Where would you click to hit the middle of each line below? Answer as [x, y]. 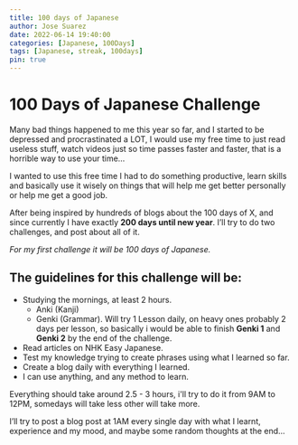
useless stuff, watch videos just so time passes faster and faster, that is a [145, 148]
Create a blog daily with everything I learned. [106, 366]
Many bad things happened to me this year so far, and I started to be [137, 129]
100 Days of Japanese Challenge [135, 104]
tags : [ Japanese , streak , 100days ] [76, 52]
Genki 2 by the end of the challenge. [104, 338]
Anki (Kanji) [57, 309]
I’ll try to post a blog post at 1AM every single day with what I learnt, [135, 421]
